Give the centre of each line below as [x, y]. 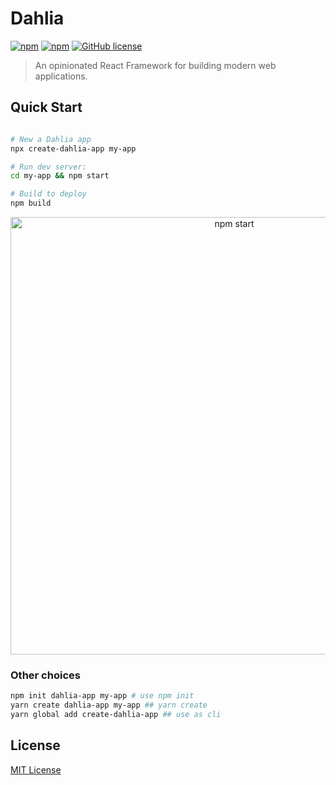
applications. [61, 76]
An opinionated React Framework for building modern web [155, 65]
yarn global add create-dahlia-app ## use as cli [116, 715]
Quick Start [46, 107]
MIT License [36, 769]
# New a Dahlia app [51, 139]
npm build [31, 203]
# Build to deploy [48, 194]
